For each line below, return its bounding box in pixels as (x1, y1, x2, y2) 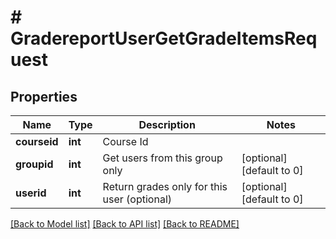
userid (15, 186, 47, 200)
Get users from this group (102, 151, 223, 165)
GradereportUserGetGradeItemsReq (10, 27, 318, 50)
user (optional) (102, 192, 173, 206)
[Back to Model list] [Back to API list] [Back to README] (10, 218, 240, 230)
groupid (15, 157, 54, 171)
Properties (10, 88, 78, 105)
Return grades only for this (102, 180, 228, 193)
